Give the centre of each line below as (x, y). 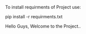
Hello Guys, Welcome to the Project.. (43, 26)
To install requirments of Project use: (43, 7)
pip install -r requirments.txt (34, 17)
